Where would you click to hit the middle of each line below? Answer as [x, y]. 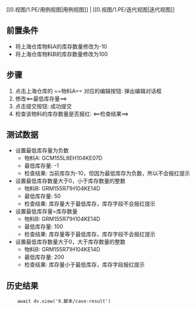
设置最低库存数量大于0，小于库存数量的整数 [70, 181]
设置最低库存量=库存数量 [46, 211]
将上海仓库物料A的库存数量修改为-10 [61, 46]
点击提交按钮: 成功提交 [43, 106]
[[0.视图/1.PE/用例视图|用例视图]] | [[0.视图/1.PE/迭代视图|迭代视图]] [91, 9]
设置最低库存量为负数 [42, 150]
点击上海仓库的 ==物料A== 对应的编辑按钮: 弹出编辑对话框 [88, 91]
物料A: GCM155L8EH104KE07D [63, 158]
